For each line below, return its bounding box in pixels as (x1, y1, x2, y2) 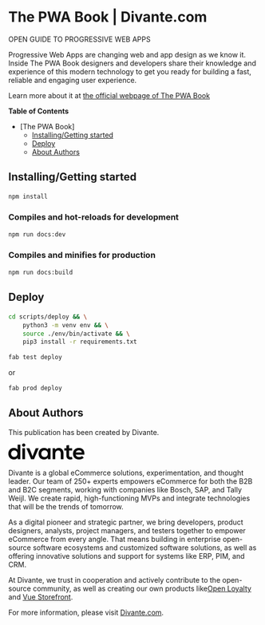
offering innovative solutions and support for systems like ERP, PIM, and (8, 551, 245, 560)
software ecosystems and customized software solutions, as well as (33, 543, 257, 552)
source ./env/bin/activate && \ (22, 330, 130, 338)
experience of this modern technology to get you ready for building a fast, (8, 66, 251, 76)
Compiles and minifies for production (8, 249, 156, 260)
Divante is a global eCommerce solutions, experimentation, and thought (8, 468, 244, 477)
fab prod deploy (8, 384, 62, 393)
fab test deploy (8, 354, 62, 362)
